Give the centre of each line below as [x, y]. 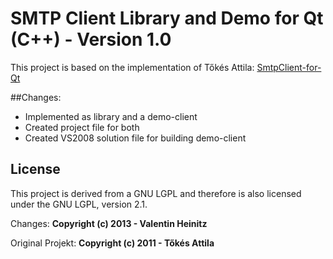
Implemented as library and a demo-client [111, 116]
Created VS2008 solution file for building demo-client [135, 138]
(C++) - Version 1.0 [91, 39]
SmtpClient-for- [289, 67]
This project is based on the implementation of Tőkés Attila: [132, 67]
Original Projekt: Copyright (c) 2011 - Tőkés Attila [112, 243]
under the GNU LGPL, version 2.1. [79, 204]
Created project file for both [82, 127]
